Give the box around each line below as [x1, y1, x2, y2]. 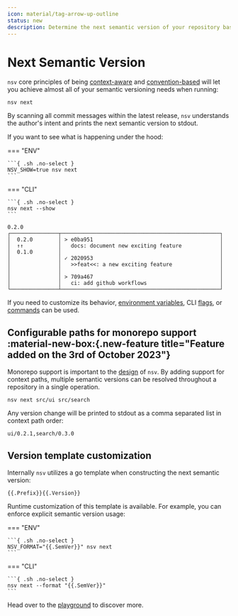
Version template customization [7, 449, 152, 462]
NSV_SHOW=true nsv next [7, 166, 78, 174]
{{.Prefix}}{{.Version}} [7, 490, 81, 497]
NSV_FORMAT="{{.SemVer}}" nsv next [7, 543, 113, 551]
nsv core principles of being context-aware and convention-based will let [7, 77, 221, 86]
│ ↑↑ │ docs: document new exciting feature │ [7, 242, 223, 249]
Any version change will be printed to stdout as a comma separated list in [7, 409, 222, 418]
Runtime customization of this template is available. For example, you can [7, 502, 222, 510]
